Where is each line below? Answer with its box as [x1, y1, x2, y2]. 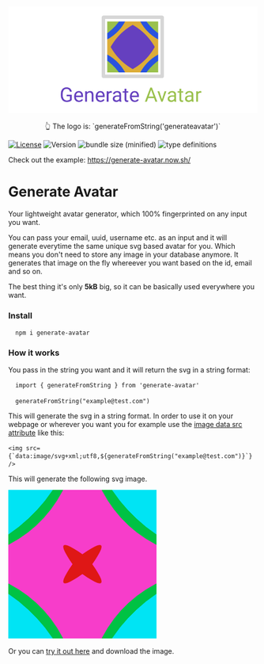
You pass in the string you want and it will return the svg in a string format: [8, 365, 251, 375]
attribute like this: [8, 428, 65, 437]
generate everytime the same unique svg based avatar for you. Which [8, 241, 236, 250]
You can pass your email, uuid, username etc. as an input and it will [8, 232, 228, 242]
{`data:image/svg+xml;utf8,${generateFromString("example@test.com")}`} [8, 452, 253, 460]
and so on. [8, 266, 43, 276]
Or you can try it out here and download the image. [8, 647, 175, 656]
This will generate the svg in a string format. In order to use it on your [8, 411, 234, 421]
